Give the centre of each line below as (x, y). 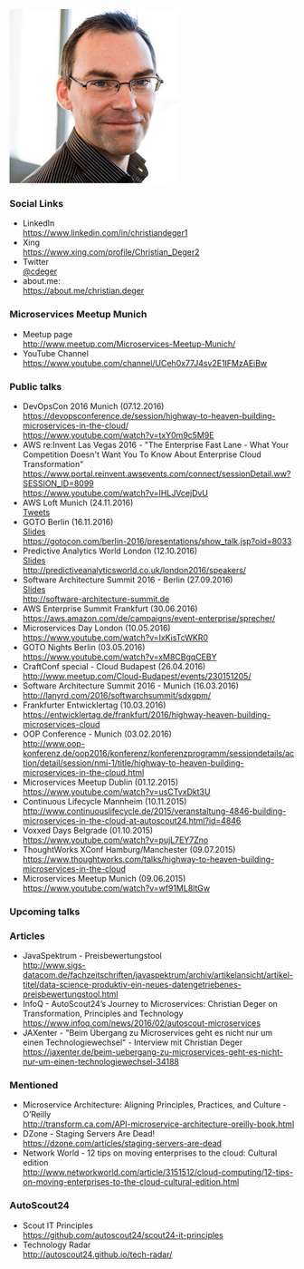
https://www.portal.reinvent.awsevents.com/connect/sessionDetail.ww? (157, 473)
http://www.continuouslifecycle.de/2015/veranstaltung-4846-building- (154, 811)
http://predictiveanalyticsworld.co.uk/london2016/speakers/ (134, 570)
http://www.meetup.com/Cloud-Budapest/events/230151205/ (137, 676)
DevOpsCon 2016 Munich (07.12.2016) (93, 406)
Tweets (36, 512)
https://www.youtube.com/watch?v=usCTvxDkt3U (116, 791)
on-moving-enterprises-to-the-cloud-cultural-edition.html (131, 1182)
